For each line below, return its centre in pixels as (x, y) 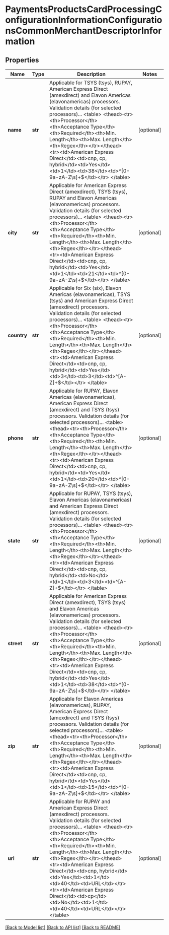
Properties (22, 60)
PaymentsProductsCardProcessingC (84, 9)
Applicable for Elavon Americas (87, 699)
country (18, 335)
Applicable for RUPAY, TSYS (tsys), (91, 493)
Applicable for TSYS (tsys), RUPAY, (91, 83)
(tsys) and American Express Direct (91, 301)
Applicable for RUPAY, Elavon (84, 391)
